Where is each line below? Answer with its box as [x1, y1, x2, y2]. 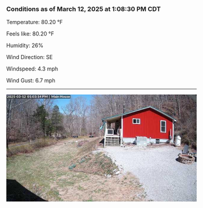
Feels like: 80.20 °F [6, 30, 54, 37]
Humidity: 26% [6, 42, 43, 49]
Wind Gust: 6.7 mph [6, 77, 56, 84]
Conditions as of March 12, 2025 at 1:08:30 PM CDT [6, 5, 161, 13]
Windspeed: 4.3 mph [6, 65, 59, 72]
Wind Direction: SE [6, 54, 53, 61]
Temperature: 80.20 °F [6, 19, 63, 26]
